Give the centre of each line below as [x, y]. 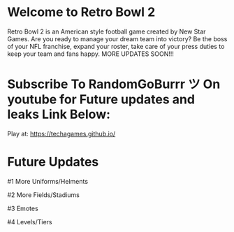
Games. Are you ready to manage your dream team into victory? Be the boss [117, 38]
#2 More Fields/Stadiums [44, 195]
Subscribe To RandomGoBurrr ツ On [114, 84]
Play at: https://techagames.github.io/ [61, 133]
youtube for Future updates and [101, 100]
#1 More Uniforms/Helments [48, 181]
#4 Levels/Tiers [30, 222]
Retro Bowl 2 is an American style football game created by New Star [107, 31]
